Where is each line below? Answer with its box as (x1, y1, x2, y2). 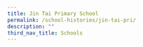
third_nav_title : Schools (7, 29, 83, 37)
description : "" (7, 23, 55, 30)
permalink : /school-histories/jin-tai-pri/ (7, 17, 137, 23)
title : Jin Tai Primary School (7, 10, 99, 17)
